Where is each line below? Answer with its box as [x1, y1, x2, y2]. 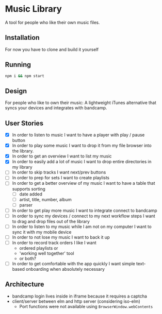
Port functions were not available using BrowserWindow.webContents [19, 303, 153, 309]
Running [5, 61, 32, 69]
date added [19, 191, 43, 197]
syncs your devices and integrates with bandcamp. [5, 105, 108, 111]
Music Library [5, 3, 62, 15]
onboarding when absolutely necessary [26, 266, 105, 272]
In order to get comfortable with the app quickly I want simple [12, 261, 135, 266]
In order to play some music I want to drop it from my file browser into [12, 142, 152, 149]
